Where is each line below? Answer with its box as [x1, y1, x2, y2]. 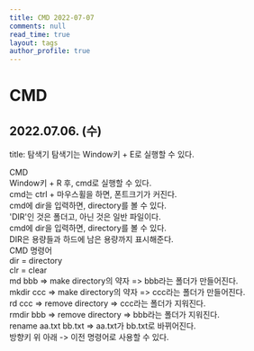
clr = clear [9, 265, 48, 275]
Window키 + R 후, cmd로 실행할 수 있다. [9, 177, 152, 189]
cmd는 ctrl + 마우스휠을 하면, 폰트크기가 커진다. [9, 189, 177, 200]
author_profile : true [9, 47, 91, 56]
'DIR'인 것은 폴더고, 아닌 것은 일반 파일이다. [9, 211, 162, 222]
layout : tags [9, 38, 59, 48]
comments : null [9, 22, 67, 31]
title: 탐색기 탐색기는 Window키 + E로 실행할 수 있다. [9, 149, 195, 160]
